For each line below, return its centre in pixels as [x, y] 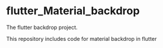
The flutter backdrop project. [42, 27]
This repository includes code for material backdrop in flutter [82, 39]
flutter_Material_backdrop [73, 11]
